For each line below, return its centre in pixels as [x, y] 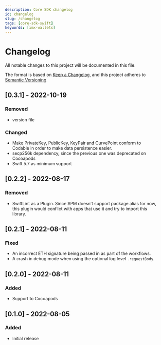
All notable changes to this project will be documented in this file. [71, 65]
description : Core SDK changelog [39, 10]
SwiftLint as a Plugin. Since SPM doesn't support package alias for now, [84, 203]
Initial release [25, 338]
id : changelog [19, 14]
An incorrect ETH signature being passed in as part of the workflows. [81, 253]
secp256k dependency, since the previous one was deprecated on [79, 153]
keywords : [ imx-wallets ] [30, 28]
